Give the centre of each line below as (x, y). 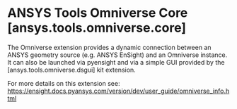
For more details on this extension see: (64, 83)
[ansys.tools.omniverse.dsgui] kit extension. (71, 70)
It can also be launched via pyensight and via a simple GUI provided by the (116, 62)
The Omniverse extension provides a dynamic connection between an (109, 47)
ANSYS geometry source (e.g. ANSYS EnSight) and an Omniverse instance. (117, 55)
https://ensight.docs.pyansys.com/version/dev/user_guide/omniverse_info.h (118, 91)
